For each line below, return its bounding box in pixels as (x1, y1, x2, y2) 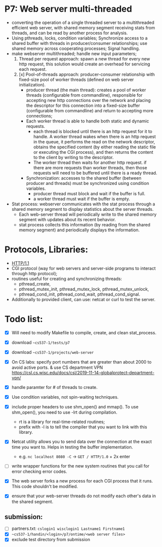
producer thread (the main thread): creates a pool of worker (26, 87, 146, 93)
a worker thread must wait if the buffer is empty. (33, 196, 130, 202)
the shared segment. (11, 499, 54, 505)
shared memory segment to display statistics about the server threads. (11, 206, 154, 212)
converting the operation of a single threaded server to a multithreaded (11, 20, 154, 25)
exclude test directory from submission (11, 537, 90, 543)
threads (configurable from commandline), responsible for (26, 92, 143, 98)
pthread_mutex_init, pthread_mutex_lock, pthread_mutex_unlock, (18, 286, 149, 292)
